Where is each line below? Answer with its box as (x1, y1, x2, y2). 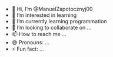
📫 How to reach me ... (11, 31, 67, 37)
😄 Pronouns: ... (11, 39, 50, 46)
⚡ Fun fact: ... (11, 45, 44, 52)
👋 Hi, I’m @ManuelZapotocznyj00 (11, 6, 93, 12)
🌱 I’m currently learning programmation (11, 18, 107, 24)
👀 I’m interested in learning (11, 12, 77, 19)
